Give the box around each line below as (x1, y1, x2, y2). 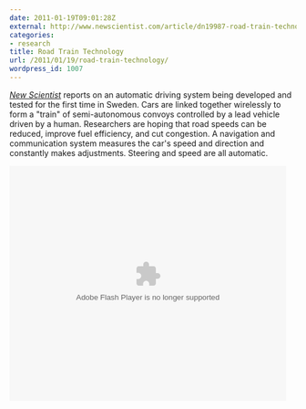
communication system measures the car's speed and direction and (9, 138, 265, 149)
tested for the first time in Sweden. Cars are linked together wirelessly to (9, 99, 281, 110)
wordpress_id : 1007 (9, 65, 84, 74)
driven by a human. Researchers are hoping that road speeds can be (9, 118, 267, 129)
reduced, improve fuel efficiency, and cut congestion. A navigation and (9, 128, 276, 139)
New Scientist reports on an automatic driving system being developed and (9, 89, 292, 100)
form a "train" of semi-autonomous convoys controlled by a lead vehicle (9, 109, 280, 120)
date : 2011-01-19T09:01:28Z (9, 13, 117, 23)
